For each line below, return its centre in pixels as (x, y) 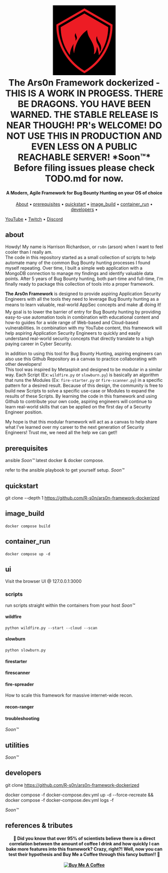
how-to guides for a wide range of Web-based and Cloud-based (72, 323)
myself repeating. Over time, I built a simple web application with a (74, 268)
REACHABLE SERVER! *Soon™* (84, 157)
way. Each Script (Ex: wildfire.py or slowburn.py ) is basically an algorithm (82, 375)
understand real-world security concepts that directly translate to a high (80, 339)
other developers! (24, 364)
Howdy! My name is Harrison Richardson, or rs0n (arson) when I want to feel (84, 247)
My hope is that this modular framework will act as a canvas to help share (81, 422)
